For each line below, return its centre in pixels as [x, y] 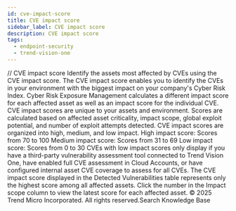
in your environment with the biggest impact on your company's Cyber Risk [117, 88]
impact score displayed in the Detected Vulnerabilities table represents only [117, 177]
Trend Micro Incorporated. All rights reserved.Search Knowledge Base [109, 200]
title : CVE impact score [44, 20]
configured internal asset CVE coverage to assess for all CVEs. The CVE [112, 170]
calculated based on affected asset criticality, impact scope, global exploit [115, 117]
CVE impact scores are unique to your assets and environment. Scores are [115, 110]
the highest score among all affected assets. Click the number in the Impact [117, 185]
